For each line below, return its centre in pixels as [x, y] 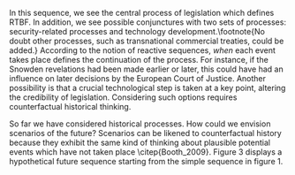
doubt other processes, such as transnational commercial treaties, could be [147, 41]
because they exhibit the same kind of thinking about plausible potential [140, 142]
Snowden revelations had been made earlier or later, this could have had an [147, 69]
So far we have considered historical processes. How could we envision [140, 124]
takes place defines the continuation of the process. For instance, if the [139, 60]
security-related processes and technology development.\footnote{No [137, 31]
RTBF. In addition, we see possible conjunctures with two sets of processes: [148, 22]
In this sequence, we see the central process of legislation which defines [142, 13]
